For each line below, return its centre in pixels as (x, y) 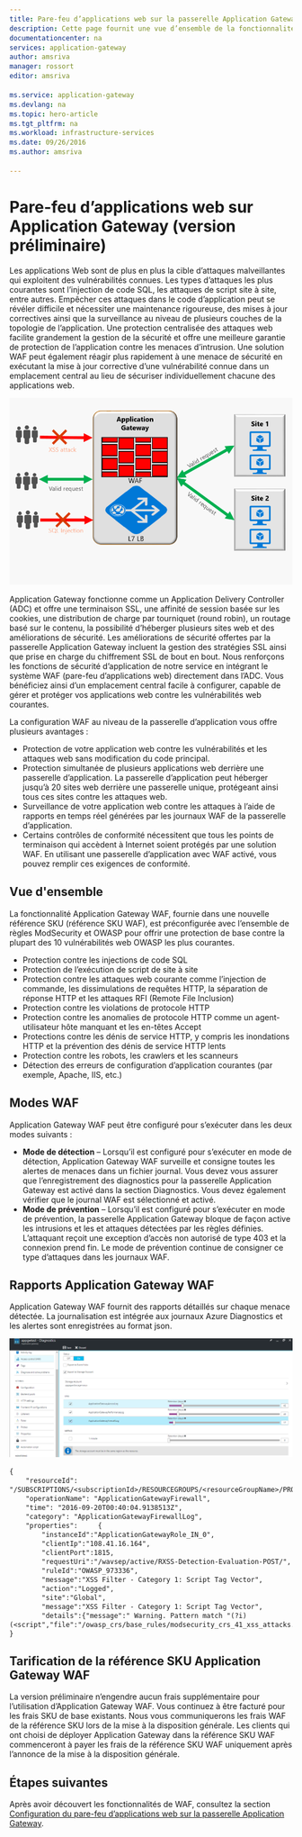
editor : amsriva (40, 77)
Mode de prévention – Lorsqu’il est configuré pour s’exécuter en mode (154, 1209)
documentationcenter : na (56, 38)
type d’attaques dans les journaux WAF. (96, 1257)
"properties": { (64, 1525)
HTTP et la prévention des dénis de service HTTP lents (124, 1045)
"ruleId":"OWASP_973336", (90, 1570)
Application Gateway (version (123, 226)
